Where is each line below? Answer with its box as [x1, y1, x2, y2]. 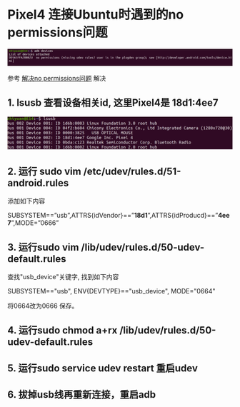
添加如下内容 [7, 197, 45, 206]
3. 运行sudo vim [7, 241, 79, 253]
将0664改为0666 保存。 [7, 301, 79, 311]
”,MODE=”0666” [11, 218, 59, 227]
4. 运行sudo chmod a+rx [7, 324, 118, 336]
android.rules [7, 176, 69, 189]
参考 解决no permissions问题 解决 [7, 74, 106, 82]
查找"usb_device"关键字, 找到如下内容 [7, 273, 119, 281]
